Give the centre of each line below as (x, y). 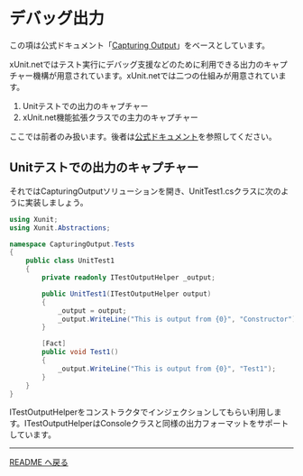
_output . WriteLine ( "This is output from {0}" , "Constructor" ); (179, 319)
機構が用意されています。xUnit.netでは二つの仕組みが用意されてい (156, 75)
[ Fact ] (54, 343)
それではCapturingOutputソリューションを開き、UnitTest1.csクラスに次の (145, 191)
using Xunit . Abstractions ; (60, 228)
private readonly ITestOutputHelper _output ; (129, 278)
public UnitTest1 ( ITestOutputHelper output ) (127, 294)
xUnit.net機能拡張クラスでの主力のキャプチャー (110, 117)
